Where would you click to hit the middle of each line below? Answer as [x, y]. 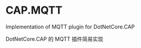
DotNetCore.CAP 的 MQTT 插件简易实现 [54, 39]
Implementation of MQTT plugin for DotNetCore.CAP [70, 27]
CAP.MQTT [34, 10]
